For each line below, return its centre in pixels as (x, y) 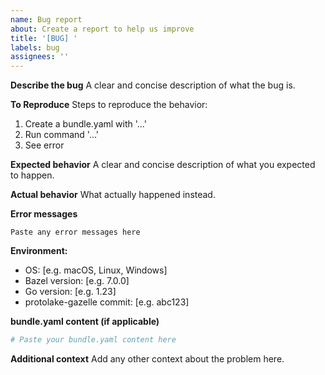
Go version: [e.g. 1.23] (70, 292)
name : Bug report (46, 19)
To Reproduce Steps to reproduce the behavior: (109, 105)
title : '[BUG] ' (44, 38)
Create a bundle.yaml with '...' (85, 124)
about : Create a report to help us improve (102, 29)
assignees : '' (40, 57)
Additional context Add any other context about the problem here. (147, 359)
